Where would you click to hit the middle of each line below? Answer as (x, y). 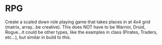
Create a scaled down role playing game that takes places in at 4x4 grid (78, 22)
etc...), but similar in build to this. (38, 37)
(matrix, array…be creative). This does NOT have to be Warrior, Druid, (75, 27)
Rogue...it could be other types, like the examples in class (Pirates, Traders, (81, 32)
